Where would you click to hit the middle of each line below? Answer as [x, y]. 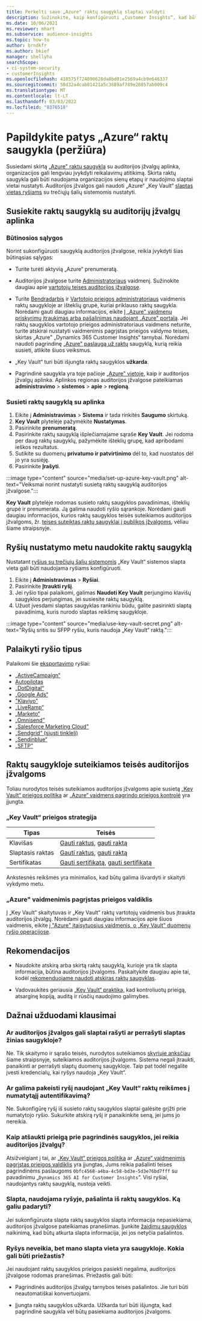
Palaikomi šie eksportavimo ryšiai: [48, 664]
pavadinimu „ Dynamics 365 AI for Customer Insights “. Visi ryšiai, [87, 1177]
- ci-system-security [33, 68]
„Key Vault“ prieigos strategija [52, 817]
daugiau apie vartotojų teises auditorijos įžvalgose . [78, 287]
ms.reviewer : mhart [31, 29]
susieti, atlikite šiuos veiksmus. [53, 350]
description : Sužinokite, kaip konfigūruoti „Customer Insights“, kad [96, 18]
